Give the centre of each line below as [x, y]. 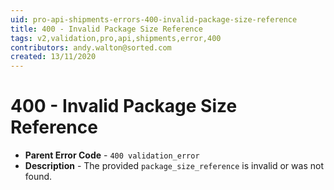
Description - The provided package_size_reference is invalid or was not [174, 166]
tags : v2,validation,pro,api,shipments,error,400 [116, 38]
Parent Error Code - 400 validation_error [112, 155]
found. [38, 177]
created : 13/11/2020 [53, 57]
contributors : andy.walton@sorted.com [91, 47]
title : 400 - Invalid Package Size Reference [106, 29]
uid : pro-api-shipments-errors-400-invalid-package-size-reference [154, 19]
